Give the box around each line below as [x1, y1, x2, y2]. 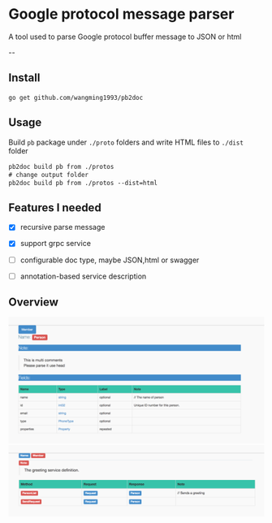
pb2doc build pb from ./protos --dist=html [8, 179, 158, 187]
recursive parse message [19, 223, 106, 232]
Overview [8, 296, 59, 309]
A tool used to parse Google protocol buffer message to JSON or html [8, 32, 242, 41]
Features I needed [8, 201, 101, 214]
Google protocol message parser [8, 5, 235, 24]
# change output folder [8, 171, 89, 179]
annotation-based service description [19, 271, 147, 281]
